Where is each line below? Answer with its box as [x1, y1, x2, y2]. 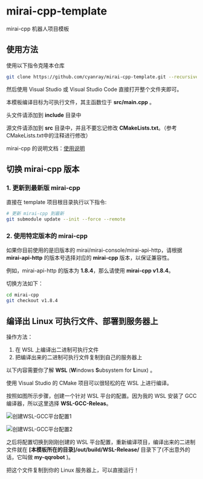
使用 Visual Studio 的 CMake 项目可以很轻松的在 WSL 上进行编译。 [6, 379, 172, 386]
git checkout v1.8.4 [6, 298, 59, 304]
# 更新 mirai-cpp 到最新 [6, 211, 65, 217]
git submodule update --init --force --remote [6, 216, 126, 222]
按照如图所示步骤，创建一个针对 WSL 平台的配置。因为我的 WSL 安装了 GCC [6, 392, 197, 399]
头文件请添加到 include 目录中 [6, 111, 82, 119]
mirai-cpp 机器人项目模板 [6, 25, 69, 32]
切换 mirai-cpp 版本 [6, 164, 80, 174]
